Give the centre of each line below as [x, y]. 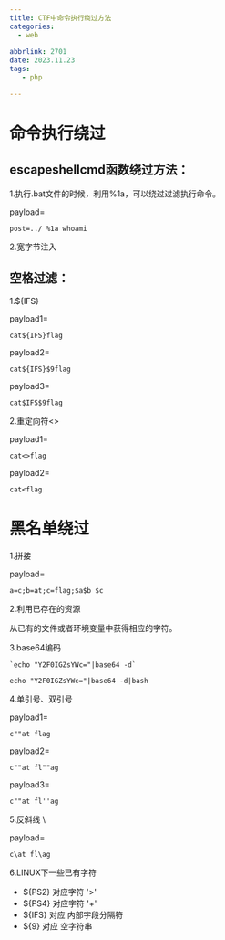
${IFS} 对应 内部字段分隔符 [73, 914]
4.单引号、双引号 [41, 699]
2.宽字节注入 [33, 247]
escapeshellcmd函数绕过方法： [99, 170]
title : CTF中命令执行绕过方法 [61, 18]
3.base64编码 [36, 647]
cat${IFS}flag [36, 335]
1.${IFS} [24, 301]
